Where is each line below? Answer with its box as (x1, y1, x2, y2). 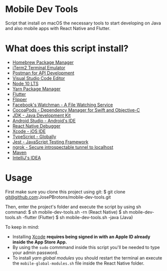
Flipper (12, 96, 27, 102)
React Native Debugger (12, 123, 61, 129)
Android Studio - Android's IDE (12, 117, 76, 123)
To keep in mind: (5, 224, 39, 230)
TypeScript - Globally (12, 133, 56, 139)
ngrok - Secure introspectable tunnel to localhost (12, 144, 114, 150)
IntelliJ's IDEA (12, 155, 41, 161)
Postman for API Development (12, 70, 75, 76)
